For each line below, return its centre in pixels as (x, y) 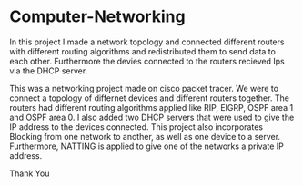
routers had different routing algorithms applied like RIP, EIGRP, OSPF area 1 (151, 107)
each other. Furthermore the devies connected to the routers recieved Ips (147, 61)
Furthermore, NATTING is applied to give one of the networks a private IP (146, 146)
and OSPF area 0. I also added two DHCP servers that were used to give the (152, 117)
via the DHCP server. (49, 71)
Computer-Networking (97, 17)
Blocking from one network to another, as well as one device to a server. (145, 136)
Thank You (30, 173)
